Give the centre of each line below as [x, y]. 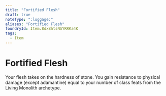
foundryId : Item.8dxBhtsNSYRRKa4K [42, 29]
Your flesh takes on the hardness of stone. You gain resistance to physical [83, 77]
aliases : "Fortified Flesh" [35, 24]
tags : [11, 33]
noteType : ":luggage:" [29, 19]
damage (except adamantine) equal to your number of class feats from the [83, 82]
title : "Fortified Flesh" [32, 10]
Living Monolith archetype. [33, 88]
